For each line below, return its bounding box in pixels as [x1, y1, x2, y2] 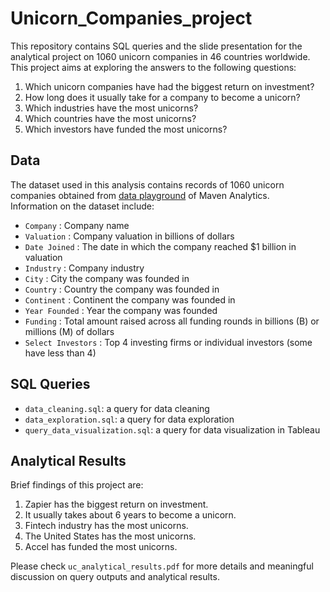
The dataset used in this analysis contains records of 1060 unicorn [10, 178, 285, 191]
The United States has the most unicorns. [24, 530, 197, 542]
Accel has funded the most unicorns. [24, 541, 178, 553]
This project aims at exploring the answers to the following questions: [10, 61, 297, 73]
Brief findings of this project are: [10, 479, 144, 491]
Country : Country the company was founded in [24, 283, 220, 295]
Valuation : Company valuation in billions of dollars [24, 230, 235, 242]
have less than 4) [24, 347, 97, 359]
